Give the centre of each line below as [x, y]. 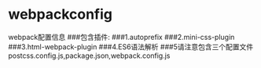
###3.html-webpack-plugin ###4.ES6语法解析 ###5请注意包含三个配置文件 [131, 47]
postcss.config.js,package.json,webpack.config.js [89, 55]
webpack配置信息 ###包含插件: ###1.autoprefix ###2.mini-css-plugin [121, 37]
